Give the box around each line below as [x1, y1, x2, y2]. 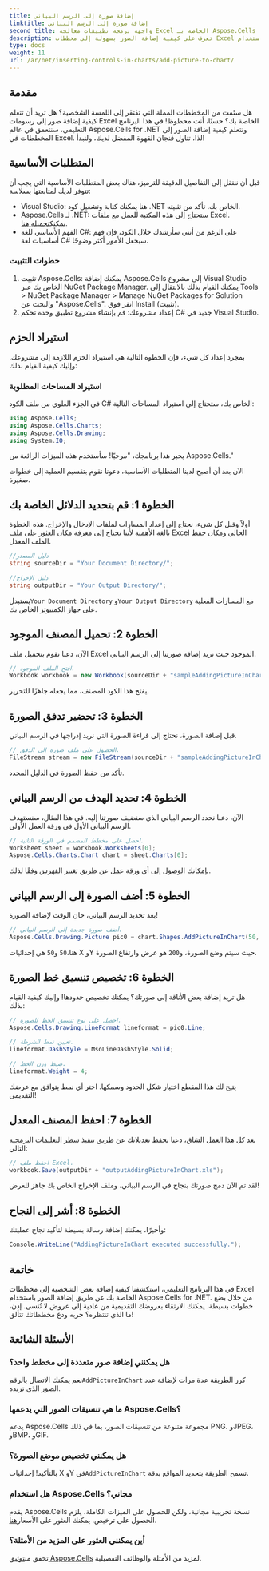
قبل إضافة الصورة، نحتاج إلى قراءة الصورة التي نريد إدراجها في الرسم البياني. [9, 730, 238, 741]
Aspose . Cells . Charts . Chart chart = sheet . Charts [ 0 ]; [9, 851, 188, 859]
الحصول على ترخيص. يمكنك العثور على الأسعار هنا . [9, 1515, 157, 1525]
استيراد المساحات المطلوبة [9, 380, 102, 392]
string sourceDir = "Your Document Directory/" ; [9, 560, 174, 568]
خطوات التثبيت [9, 255, 61, 267]
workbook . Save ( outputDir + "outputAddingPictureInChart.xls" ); [9, 1166, 224, 1174]
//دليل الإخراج [9, 573, 49, 581]
